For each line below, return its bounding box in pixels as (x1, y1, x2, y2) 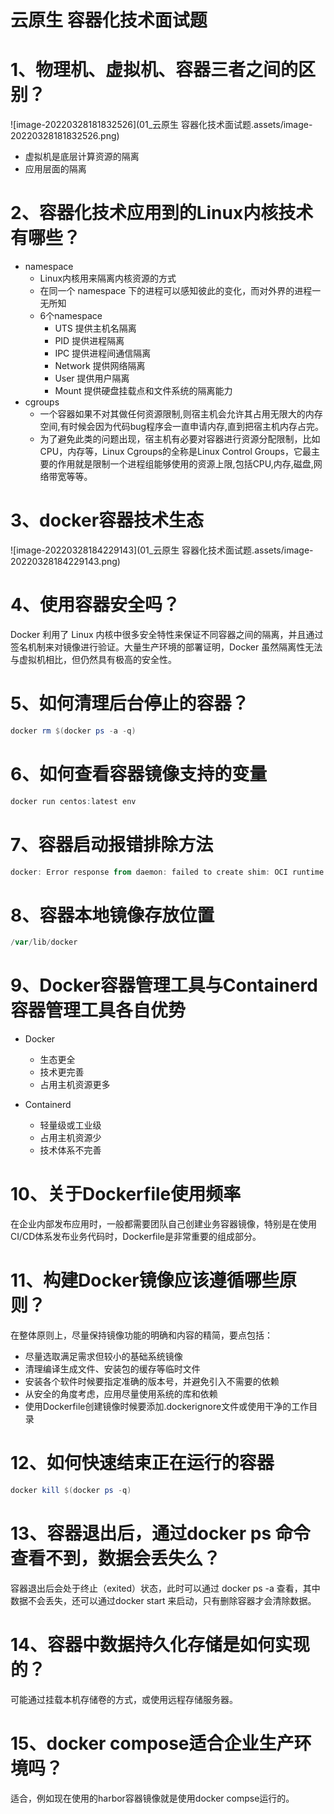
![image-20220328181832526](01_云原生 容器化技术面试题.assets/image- (10, 119, 313, 131)
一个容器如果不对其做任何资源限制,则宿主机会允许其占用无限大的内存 (39, 408, 323, 420)
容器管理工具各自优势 (10, 999, 187, 1022)
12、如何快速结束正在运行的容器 (10, 1452, 275, 1475)
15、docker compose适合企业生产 (10, 1732, 295, 1755)
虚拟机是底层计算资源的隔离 (24, 151, 140, 163)
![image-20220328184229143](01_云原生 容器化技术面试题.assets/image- (10, 544, 314, 556)
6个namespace (39, 310, 103, 322)
